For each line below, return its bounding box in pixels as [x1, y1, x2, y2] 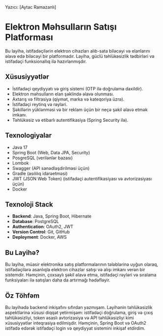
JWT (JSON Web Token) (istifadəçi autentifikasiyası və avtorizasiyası [12, 175, 152, 181]
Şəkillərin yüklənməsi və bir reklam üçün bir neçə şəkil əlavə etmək [12, 107, 148, 112]
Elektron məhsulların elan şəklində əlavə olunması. [12, 91, 114, 97]
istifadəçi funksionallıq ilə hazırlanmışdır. [5, 58, 87, 64]
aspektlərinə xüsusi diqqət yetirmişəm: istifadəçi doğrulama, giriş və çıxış [5, 309, 153, 315]
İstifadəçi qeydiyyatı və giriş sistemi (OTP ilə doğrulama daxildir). [12, 85, 143, 91]
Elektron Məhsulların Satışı [5, 22, 117, 32]
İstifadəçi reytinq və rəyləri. [12, 101, 68, 107]
